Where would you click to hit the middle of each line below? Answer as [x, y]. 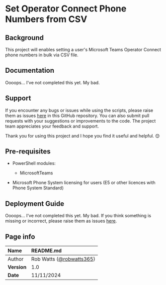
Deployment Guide [35, 204]
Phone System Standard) [38, 188]
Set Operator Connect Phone [66, 9]
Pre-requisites [28, 152]
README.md [47, 251]
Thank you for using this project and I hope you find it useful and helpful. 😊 [83, 136]
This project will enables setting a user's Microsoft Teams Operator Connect [83, 50]
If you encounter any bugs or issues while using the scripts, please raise [79, 110]
